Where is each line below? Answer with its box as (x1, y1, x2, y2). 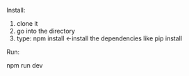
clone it (16, 20, 38, 27)
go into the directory (16, 27, 76, 35)
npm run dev (6, 61, 43, 69)
